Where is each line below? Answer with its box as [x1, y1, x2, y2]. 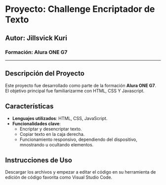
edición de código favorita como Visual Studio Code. [5, 175, 113, 181]
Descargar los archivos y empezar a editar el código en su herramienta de [5, 169, 156, 175]
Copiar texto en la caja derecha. [19, 131, 85, 137]
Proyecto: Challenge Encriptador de [5, 3, 155, 15]
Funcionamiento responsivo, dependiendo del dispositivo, [19, 136, 137, 142]
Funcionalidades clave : [12, 121, 61, 126]
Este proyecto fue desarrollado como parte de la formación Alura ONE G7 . [5, 82, 157, 88]
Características [5, 102, 54, 111]
